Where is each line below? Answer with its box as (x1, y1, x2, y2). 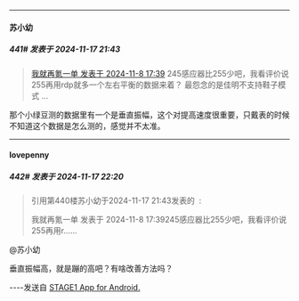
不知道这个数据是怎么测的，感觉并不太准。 (9, 120, 166, 131)
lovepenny (9, 150, 50, 160)
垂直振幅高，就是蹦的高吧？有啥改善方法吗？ (9, 264, 174, 274)
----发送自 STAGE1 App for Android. (9, 282, 141, 293)
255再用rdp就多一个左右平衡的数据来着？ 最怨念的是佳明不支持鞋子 (30, 79, 279, 90)
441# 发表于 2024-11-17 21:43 (9, 44, 121, 54)
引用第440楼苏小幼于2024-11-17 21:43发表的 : (30, 195, 202, 206)
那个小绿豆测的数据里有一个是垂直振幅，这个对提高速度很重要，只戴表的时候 (9, 109, 290, 120)
